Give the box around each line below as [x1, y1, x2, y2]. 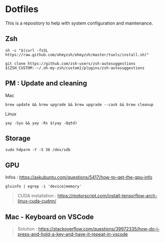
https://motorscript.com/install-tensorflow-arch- [57, 193, 157, 199]
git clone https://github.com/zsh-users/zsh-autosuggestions [5, 61, 136, 66]
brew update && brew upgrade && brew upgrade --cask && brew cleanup [5, 102, 154, 107]
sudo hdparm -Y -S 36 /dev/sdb [5, 147, 71, 152]
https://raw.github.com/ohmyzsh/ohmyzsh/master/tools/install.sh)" [5, 52, 149, 57]
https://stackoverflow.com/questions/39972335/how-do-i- [38, 226, 160, 231]
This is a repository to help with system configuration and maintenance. [5, 20, 153, 26]
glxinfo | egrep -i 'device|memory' [5, 184, 82, 189]
